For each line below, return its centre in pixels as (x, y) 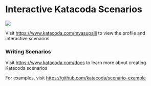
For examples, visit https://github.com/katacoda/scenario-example (75, 78)
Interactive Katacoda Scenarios (74, 9)
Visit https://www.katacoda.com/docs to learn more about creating (76, 63)
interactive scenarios (27, 38)
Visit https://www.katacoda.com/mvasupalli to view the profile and (75, 33)
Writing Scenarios (28, 51)
